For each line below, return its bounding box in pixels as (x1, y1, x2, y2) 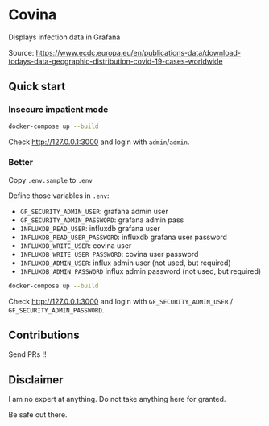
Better (8, 157, 34, 168)
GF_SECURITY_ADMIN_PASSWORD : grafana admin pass (19, 215, 184, 225)
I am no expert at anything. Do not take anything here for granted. (8, 395, 226, 404)
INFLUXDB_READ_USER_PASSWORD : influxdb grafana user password (19, 232, 228, 242)
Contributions (8, 329, 80, 342)
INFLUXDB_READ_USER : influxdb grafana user (19, 223, 161, 233)
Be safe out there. (8, 410, 68, 420)
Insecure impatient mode (8, 104, 109, 115)
